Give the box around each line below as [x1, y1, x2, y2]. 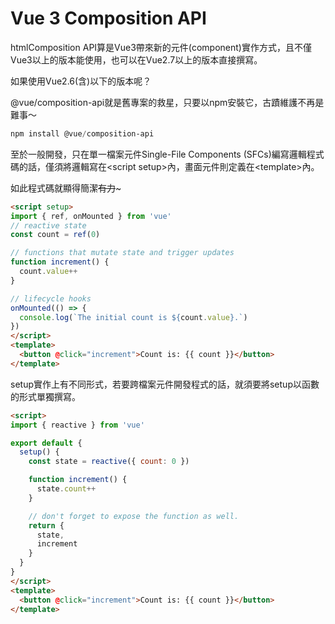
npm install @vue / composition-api [10, 128, 155, 139]
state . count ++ [36, 484, 97, 494]
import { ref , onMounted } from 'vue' [10, 211, 172, 221]
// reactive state [10, 220, 87, 231]
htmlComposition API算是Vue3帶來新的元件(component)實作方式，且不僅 [10, 41, 312, 53]
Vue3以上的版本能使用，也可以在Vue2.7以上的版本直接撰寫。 [10, 53, 263, 66]
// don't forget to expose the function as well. [28, 511, 240, 521]
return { [28, 520, 65, 531]
